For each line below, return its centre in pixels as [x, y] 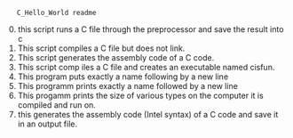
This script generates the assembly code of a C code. [116, 57]
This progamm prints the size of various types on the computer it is [140, 95]
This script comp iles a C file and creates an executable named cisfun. [146, 67]
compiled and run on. [56, 105]
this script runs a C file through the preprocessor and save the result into [150, 29]
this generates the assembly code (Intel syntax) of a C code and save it [148, 114]
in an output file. [48, 124]
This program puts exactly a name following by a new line [123, 77]
